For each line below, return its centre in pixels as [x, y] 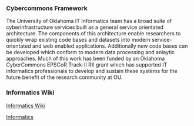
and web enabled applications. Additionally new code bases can [110, 46]
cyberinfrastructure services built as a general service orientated [85, 27]
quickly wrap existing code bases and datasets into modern [78, 40]
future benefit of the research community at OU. [64, 77]
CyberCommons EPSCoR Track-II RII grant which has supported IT [87, 65]
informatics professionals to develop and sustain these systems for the [92, 71]
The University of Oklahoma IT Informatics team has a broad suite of [89, 21]
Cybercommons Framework [47, 8]
